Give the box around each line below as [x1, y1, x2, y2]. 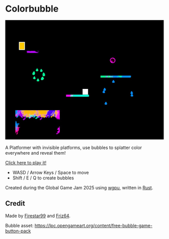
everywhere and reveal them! [5, 150, 66, 156]
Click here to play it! [5, 160, 47, 166]
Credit [5, 199, 25, 208]
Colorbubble [5, 3, 59, 15]
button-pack [5, 228, 31, 234]
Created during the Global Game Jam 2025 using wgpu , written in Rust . [5, 184, 153, 190]
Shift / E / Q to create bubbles [12, 175, 74, 181]
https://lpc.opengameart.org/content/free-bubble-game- [34, 222, 152, 228]
